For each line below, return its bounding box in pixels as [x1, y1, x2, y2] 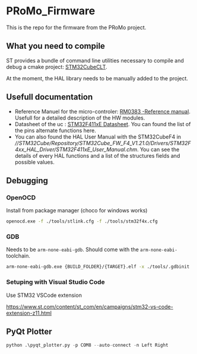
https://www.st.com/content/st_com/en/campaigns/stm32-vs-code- [6, 303, 173, 310]
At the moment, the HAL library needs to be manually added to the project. [6, 74, 189, 82]
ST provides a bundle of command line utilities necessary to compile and [6, 57, 184, 64]
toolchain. [6, 252, 31, 259]
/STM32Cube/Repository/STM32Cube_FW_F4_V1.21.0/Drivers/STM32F [17, 139, 191, 146]
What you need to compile [6, 41, 106, 51]
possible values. [14, 158, 55, 165]
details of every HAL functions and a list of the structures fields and [14, 152, 180, 159]
